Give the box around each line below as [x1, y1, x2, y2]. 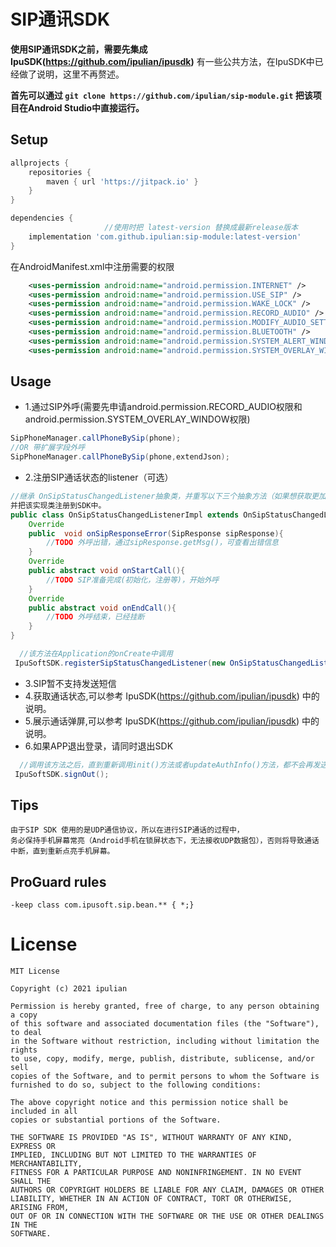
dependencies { [10, 213, 74, 224]
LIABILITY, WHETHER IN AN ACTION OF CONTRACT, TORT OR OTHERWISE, [10, 1194, 293, 1204]
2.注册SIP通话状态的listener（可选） [24, 471, 174, 484]
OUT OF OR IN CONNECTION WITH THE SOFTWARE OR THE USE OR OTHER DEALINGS [10, 1211, 325, 1222]
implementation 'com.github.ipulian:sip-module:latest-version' [28, 231, 302, 242]
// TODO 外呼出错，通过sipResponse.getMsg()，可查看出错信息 [46, 538, 279, 548]
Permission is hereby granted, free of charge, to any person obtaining [10, 1001, 320, 1012]
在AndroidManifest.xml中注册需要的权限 [10, 260, 175, 272]
